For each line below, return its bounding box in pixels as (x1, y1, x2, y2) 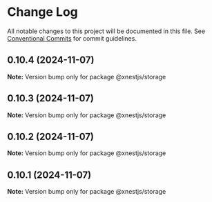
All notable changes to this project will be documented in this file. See (7, 27, 206, 35)
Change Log (7, 4, 78, 20)
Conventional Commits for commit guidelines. (7, 34, 137, 42)
